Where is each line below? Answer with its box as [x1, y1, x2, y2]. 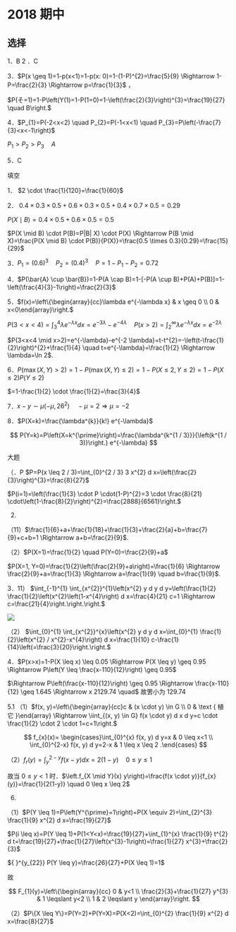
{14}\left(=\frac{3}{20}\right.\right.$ [7, 643, 111, 651]
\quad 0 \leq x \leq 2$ [66, 779, 130, 788]
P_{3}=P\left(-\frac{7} [158, 118, 222, 126]
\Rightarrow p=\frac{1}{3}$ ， [48, 81, 135, 89]
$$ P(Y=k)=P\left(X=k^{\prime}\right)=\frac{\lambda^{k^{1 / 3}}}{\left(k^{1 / [10, 431, 227, 440]
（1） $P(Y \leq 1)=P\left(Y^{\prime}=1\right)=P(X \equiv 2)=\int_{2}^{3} [7, 808, 213, 816]
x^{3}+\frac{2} [185, 837, 228, 845]
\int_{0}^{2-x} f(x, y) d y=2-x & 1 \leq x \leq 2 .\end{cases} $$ [29, 741, 208, 749]
